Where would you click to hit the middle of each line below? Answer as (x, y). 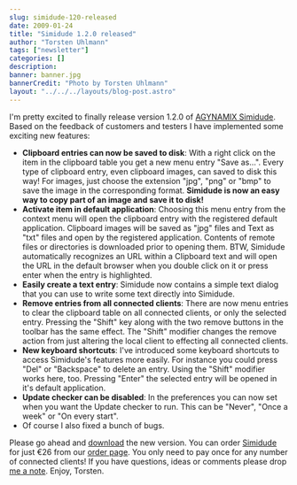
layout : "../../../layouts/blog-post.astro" (93, 91)
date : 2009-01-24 (41, 26)
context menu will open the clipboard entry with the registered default (149, 219)
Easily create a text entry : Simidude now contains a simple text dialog (150, 284)
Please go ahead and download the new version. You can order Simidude (143, 443)
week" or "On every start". (70, 416)
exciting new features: (50, 135)
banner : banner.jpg (45, 75)
